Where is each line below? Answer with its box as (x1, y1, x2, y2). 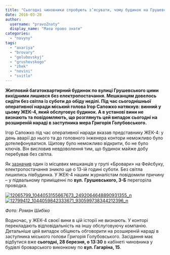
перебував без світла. (5, 151, 53, 157)
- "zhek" (10, 64, 28, 69)
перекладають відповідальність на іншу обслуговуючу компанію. (5, 223, 148, 229)
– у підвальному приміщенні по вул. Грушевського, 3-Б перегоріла (5, 177, 152, 183)
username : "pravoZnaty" (10, 21, 60, 27)
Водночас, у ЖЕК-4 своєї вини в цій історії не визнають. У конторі (5, 217, 148, 223)
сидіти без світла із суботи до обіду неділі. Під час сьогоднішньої (5, 98, 151, 104)
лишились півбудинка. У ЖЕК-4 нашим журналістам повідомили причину (5, 171, 164, 177)
